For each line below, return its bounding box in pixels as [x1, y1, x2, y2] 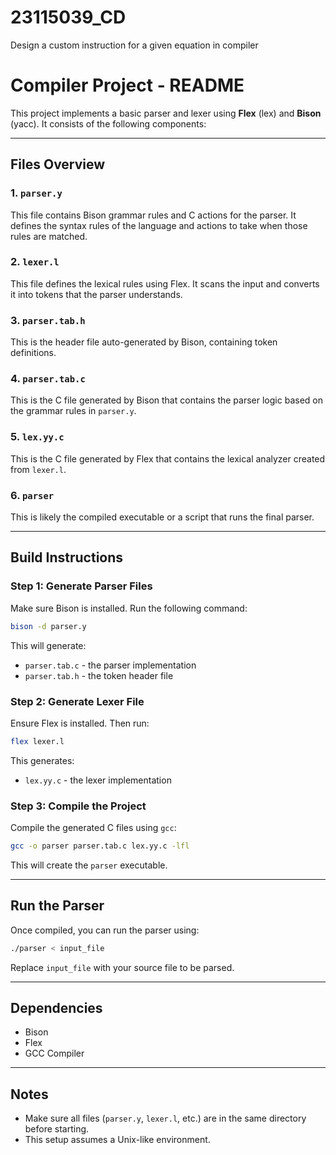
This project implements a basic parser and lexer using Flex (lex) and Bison [10, 107, 322, 119]
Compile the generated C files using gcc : [10, 822, 177, 834]
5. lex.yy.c [10, 430, 65, 444]
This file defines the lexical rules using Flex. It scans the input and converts [10, 277, 320, 290]
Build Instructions [10, 549, 124, 566]
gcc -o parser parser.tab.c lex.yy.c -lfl [10, 841, 190, 851]
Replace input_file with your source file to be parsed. [10, 961, 235, 973]
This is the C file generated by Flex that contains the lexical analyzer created [10, 452, 326, 465]
